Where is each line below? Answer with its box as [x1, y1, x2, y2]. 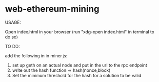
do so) [5, 34, 18, 40]
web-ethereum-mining [5, 3, 99, 15]
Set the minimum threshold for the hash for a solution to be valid [12, 72, 141, 78]
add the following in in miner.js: [5, 52, 68, 59]
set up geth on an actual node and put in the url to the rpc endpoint [12, 62, 147, 68]
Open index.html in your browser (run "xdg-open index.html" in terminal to [5, 29, 155, 34]
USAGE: [5, 19, 21, 25]
